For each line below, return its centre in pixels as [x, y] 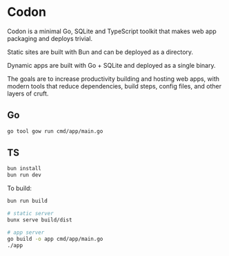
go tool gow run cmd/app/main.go [55, 131]
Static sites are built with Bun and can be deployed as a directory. [100, 52]
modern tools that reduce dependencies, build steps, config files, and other [114, 86]
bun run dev [24, 175]
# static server [30, 214]
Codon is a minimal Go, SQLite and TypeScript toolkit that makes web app [112, 31]
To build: [20, 188]
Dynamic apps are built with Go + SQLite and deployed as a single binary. [111, 65]
